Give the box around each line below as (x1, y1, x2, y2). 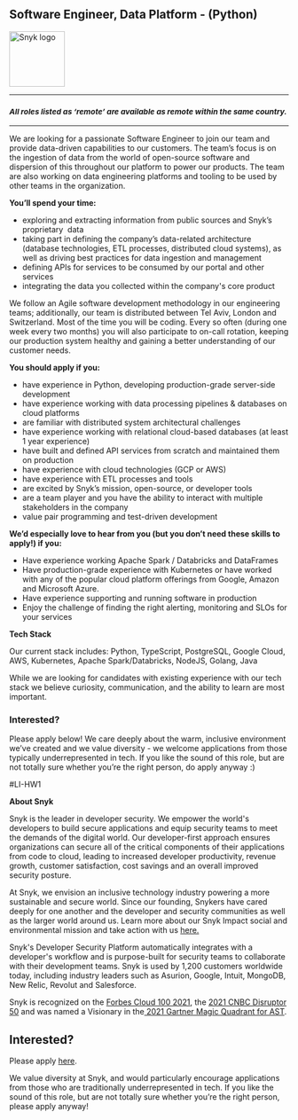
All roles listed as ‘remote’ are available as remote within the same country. (9, 106, 287, 117)
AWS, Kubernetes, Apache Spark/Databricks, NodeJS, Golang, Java (9, 655, 258, 666)
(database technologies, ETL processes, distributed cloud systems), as (21, 243, 282, 254)
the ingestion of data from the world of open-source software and (9, 153, 250, 163)
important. (9, 692, 47, 702)
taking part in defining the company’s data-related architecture (21, 234, 252, 245)
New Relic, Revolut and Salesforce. (9, 980, 137, 991)
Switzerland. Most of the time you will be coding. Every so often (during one (9, 317, 287, 327)
